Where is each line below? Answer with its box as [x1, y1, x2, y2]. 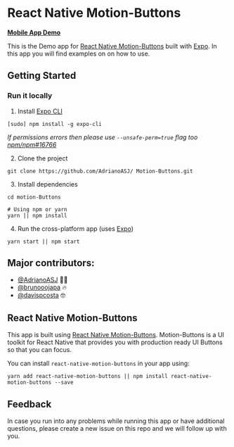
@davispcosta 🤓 [17, 291, 65, 300]
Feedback [7, 398, 52, 410]
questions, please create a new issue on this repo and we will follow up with [7, 424, 227, 433]
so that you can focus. [7, 346, 72, 354]
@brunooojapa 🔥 [17, 283, 67, 291]
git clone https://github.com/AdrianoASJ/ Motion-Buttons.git [7, 168, 193, 175]
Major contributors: [7, 257, 95, 269]
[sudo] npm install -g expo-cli [7, 120, 102, 127]
